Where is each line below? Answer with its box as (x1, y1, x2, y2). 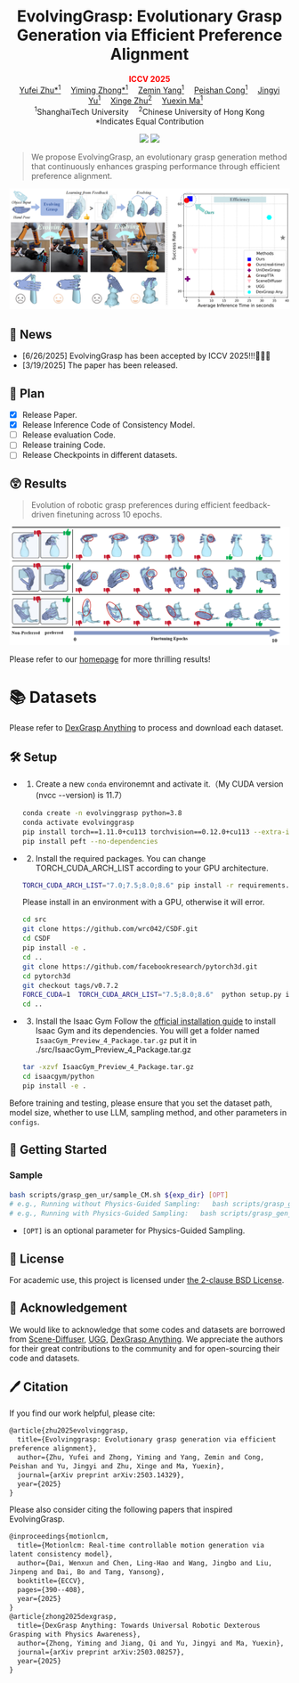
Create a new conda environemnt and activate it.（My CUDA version (35, 779, 284, 789)
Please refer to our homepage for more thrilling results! (9, 654, 211, 665)
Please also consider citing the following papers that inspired (9, 1504, 233, 1515)
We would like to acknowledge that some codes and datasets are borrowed (9, 1324, 286, 1335)
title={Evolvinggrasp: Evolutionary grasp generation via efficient (17, 1434, 277, 1444)
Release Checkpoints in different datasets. (21, 450, 178, 461)
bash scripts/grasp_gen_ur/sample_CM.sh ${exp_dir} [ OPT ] (9, 1190, 229, 1199)
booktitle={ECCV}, (17, 1576, 86, 1585)
